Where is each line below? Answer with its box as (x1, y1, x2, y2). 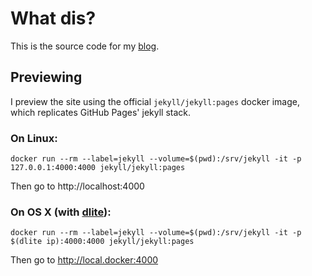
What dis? (10, 7, 97, 30)
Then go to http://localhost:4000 (10, 180, 145, 192)
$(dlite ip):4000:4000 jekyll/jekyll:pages (10, 237, 195, 247)
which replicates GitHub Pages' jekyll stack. (10, 106, 192, 118)
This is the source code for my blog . (10, 40, 160, 52)
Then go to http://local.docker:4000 (10, 254, 159, 266)
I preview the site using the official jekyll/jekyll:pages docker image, (10, 95, 301, 107)
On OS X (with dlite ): (10, 205, 112, 219)
